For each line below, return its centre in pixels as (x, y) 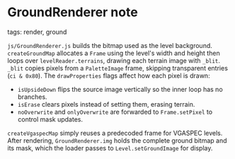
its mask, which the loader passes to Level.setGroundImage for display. (110, 148)
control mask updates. (50, 119)
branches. (32, 97)
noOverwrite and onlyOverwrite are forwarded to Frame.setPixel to (115, 112)
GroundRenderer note (73, 12)
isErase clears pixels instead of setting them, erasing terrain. (106, 104)
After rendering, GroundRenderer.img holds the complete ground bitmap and (117, 140)
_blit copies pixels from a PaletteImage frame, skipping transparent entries (118, 68)
